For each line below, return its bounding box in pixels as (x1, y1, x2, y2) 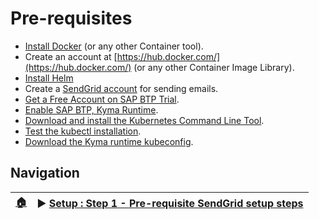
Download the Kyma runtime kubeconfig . (24, 135, 194, 147)
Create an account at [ (24, 50, 118, 62)
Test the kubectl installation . (24, 125, 142, 137)
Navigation (10, 165, 80, 182)
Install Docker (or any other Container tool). (24, 40, 204, 52)
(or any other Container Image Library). (133, 61, 295, 73)
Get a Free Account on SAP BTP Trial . (24, 93, 180, 105)
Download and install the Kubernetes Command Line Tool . (24, 114, 265, 126)
